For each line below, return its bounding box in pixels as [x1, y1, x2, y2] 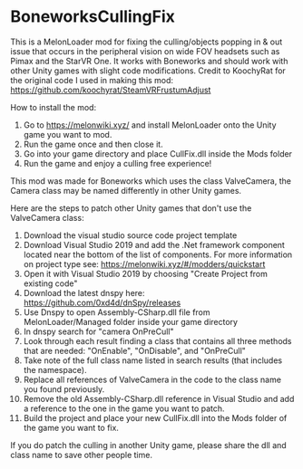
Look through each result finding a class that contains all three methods [23, 335, 292, 346]
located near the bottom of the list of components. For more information [23, 249, 293, 260]
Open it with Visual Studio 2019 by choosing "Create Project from [23, 268, 269, 279]
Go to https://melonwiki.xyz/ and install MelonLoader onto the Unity [23, 120, 277, 130]
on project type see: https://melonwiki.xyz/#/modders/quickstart [23, 258, 266, 269]
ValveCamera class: [10, 212, 84, 223]
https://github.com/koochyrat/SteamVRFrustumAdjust [10, 84, 211, 95]
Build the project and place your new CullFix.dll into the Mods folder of [23, 412, 288, 423]
